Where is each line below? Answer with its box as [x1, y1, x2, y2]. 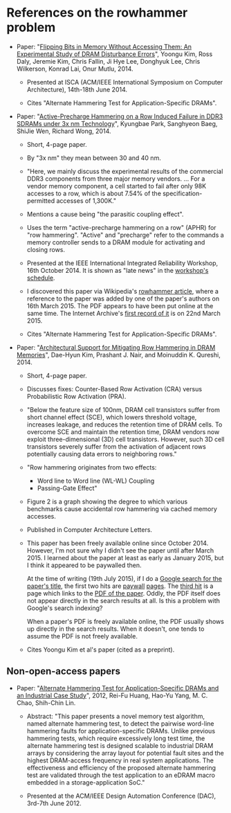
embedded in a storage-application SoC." [26, 778, 145, 787]
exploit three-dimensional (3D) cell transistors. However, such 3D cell [26, 435, 225, 443]
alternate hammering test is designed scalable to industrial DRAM [26, 741, 214, 749]
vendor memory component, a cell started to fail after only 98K [26, 181, 207, 190]
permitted [26, 196, 55, 205]
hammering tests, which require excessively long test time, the [26, 734, 205, 742]
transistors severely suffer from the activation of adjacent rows [26, 442, 207, 451]
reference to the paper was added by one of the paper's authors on [26, 294, 219, 303]
